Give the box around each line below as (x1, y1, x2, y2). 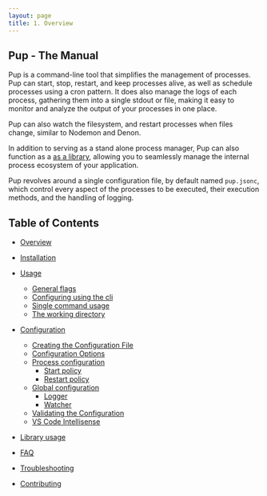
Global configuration (31, 383, 100, 393)
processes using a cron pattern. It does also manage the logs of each (8, 87, 237, 97)
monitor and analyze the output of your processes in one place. (8, 104, 217, 114)
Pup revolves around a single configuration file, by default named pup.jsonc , (8, 176, 260, 186)
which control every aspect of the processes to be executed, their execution (8, 185, 260, 194)
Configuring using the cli (31, 293, 114, 302)
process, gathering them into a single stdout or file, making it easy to (8, 95, 234, 105)
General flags (31, 284, 77, 294)
